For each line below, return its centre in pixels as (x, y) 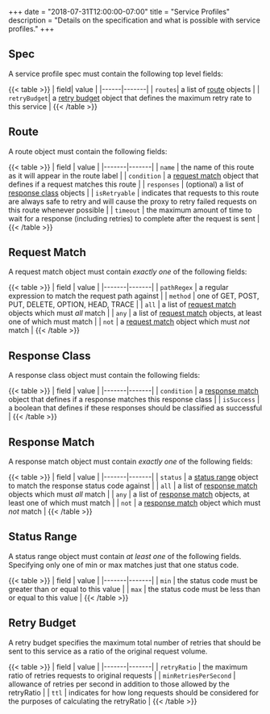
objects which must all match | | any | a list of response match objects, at (129, 494)
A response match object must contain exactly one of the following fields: (131, 462)
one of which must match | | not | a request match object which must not (129, 321)
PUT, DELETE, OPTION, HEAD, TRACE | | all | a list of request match (122, 304)
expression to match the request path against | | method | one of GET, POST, (134, 296)
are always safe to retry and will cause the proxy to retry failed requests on (133, 201)
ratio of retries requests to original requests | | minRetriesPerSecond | (122, 675)
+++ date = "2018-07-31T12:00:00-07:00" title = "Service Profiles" (119, 12)
